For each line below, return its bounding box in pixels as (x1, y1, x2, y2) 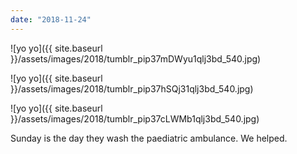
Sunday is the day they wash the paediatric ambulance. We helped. (10, 132, 288, 144)
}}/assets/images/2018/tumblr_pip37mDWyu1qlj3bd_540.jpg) (10, 52, 262, 65)
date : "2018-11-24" (10, 14, 92, 25)
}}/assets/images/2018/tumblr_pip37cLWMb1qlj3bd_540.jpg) (10, 112, 260, 125)
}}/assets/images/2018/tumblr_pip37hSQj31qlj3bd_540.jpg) (10, 82, 254, 95)
